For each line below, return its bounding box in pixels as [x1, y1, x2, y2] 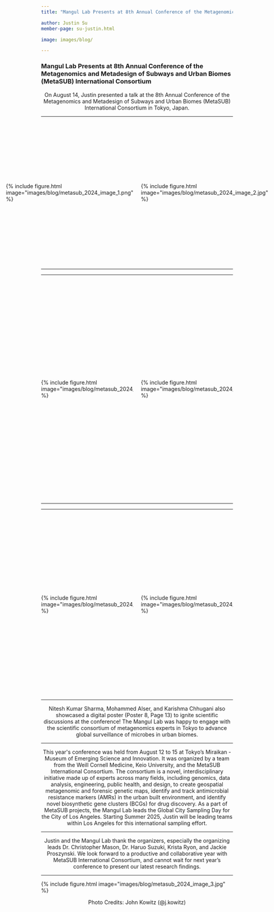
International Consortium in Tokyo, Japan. [84, 104, 190, 111]
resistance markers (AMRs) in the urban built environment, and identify [47, 793, 227, 801]
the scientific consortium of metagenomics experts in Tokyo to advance [46, 724, 228, 731]
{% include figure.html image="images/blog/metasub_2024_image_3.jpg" [41, 880, 226, 888]
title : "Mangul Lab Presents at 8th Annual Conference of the [41, 9, 202, 15]
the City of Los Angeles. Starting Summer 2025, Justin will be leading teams [41, 813, 233, 820]
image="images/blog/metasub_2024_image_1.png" [5, 189, 134, 197]
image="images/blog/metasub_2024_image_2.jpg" [141, 189, 269, 197]
